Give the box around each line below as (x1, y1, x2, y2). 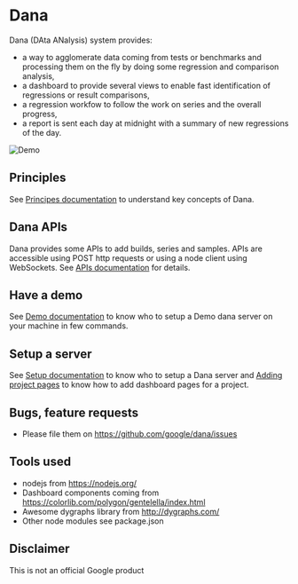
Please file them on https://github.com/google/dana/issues (21, 429, 238, 439)
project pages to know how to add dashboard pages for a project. (9, 379, 250, 391)
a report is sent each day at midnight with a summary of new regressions (21, 117, 289, 129)
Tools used (9, 454, 72, 470)
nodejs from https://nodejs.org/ (21, 477, 137, 488)
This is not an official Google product (9, 564, 145, 575)
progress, (21, 108, 58, 119)
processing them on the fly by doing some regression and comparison (21, 61, 279, 72)
